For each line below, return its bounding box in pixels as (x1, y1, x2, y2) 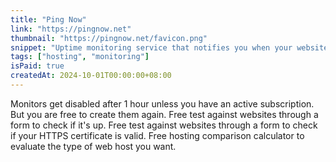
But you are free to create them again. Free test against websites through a (10, 108, 319, 120)
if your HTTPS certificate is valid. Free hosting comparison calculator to (10, 129, 305, 141)
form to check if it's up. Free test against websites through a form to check (10, 119, 318, 131)
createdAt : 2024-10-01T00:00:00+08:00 (10, 71, 172, 81)
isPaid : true (10, 61, 65, 71)
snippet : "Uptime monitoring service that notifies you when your (10, 42, 293, 53)
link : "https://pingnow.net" (10, 24, 132, 34)
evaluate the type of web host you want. (10, 140, 177, 152)
